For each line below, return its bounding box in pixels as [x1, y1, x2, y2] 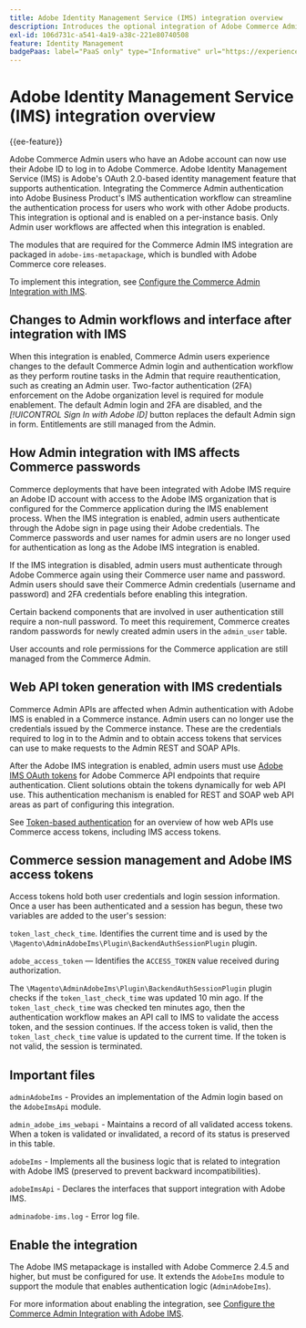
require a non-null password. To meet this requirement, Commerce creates [9, 616, 291, 627]
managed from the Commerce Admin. [9, 653, 151, 664]
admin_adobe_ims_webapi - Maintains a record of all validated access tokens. [9, 1119, 293, 1130]
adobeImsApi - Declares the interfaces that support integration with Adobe [9, 1183, 286, 1195]
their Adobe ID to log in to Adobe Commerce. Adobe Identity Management [9, 163, 288, 174]
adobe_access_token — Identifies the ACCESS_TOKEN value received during [9, 955, 280, 967]
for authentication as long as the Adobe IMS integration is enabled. [9, 542, 260, 553]
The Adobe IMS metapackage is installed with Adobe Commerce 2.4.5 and [9, 1261, 290, 1272]
